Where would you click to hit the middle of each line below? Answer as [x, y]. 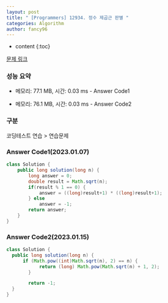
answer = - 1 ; [55, 204]
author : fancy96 [27, 29]
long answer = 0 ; [50, 176]
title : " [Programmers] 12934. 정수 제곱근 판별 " [68, 18]
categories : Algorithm [35, 23]
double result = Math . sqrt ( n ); [68, 181]
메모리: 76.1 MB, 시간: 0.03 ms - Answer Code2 [73, 104]
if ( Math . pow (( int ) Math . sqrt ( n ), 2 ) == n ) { [80, 261]
